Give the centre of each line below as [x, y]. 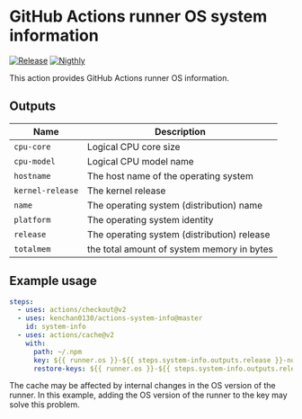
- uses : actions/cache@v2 [66, 335]
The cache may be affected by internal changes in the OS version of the [142, 386]
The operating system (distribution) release [178, 234]
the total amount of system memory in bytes [180, 249]
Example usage [53, 281]
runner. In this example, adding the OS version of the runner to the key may [148, 395]
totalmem [32, 249]
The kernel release [126, 191]
